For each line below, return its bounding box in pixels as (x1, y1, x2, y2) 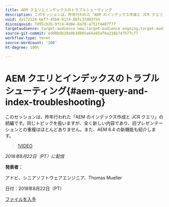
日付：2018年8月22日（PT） (5, 185, 64, 191)
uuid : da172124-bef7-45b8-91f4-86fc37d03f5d (5, 17, 100, 22)
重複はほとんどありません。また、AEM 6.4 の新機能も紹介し (27, 126, 152, 132)
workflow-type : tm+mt (5, 36, 51, 41)
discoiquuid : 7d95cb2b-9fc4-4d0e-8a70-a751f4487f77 (5, 21, 116, 27)
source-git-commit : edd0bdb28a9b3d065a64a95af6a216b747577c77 (5, 31, 138, 36)
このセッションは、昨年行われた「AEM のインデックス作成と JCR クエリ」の (5, 114, 163, 120)
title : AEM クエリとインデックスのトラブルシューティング (5, 7, 112, 13)
